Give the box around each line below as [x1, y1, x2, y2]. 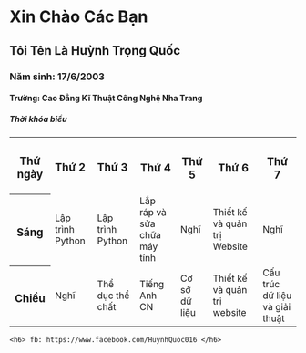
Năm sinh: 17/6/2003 [9, 70, 105, 83]
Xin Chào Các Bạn [9, 6, 148, 27]
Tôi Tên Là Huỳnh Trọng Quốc [9, 43, 181, 58]
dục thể [97, 289, 130, 302]
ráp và [139, 206, 167, 219]
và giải [262, 301, 291, 314]
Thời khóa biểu [9, 113, 67, 124]
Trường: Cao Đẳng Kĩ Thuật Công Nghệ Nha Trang [9, 93, 203, 104]
